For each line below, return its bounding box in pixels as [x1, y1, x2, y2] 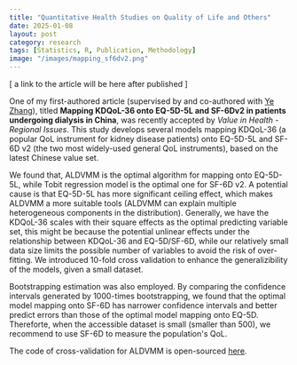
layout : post [9, 29, 58, 38]
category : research [9, 37, 82, 47]
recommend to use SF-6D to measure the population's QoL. [9, 329, 228, 338]
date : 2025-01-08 [9, 21, 74, 30]
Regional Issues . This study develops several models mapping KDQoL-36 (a [9, 124, 286, 134]
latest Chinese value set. [9, 153, 99, 163]
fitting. [9, 255, 34, 265]
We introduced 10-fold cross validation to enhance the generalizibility [34, 255, 288, 265]
